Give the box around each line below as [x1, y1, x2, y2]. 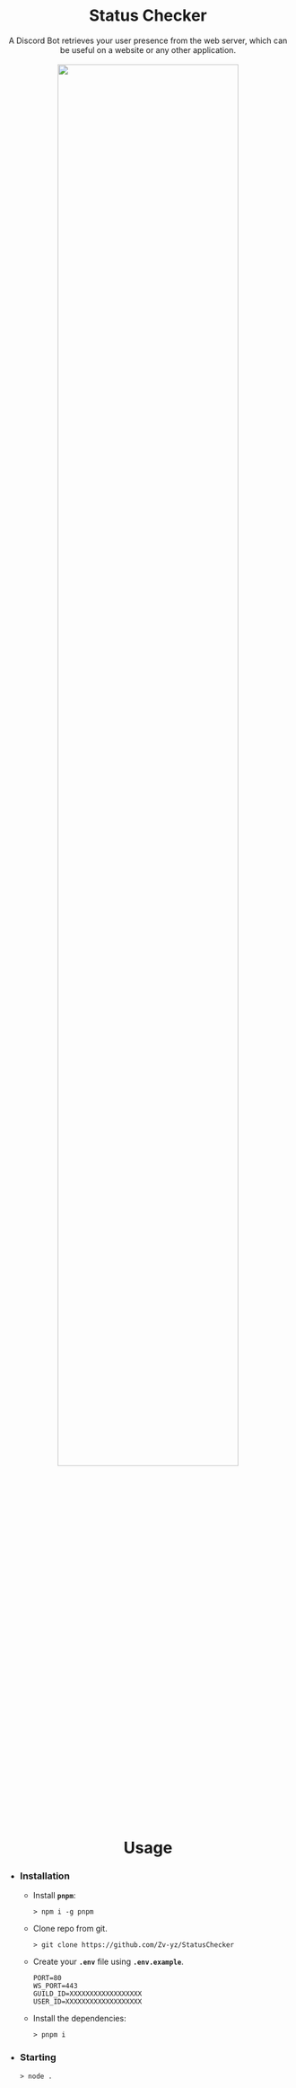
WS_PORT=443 [32, 1982, 78, 1991]
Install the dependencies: [32, 2013, 126, 2024]
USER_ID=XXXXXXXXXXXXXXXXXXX [32, 1997, 143, 2006]
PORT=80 [32, 1974, 62, 1983]
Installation [19, 1870, 71, 1882]
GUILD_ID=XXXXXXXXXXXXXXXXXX [32, 1989, 143, 1999]
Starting [19, 2051, 57, 2064]
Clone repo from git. [32, 1924, 108, 1934]
